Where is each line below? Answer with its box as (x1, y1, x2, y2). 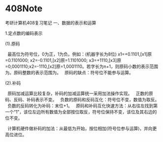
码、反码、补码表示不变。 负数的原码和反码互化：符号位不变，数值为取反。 (5, 96, 160, 102)
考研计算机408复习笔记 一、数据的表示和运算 (5, 20, 97, 26)
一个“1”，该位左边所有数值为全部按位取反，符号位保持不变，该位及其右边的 (5, 109, 157, 114)
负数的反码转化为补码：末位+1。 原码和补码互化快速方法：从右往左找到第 (7, 103, 158, 109)
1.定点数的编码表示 (5, 30, 43, 36)
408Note (5, 3, 43, 14)
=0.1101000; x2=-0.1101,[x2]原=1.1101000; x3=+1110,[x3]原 (5, 57, 121, 63)
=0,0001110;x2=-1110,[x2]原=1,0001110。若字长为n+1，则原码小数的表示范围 (5, 63, 159, 69)
